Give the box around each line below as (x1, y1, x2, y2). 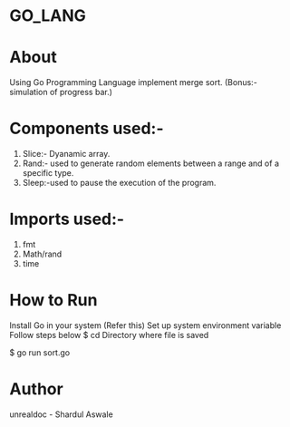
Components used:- (9, 119, 165, 139)
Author (9, 379, 63, 400)
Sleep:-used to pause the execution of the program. (22, 178, 217, 189)
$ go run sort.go (9, 346, 71, 358)
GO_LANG (9, 5, 86, 26)
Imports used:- (9, 209, 125, 229)
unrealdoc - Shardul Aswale (9, 409, 113, 420)
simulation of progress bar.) (9, 87, 113, 98)
